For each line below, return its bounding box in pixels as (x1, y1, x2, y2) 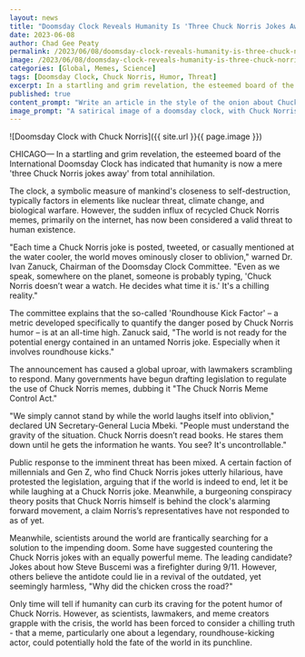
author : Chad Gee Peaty (9, 38, 100, 48)
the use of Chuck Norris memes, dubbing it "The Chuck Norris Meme (9, 383, 269, 394)
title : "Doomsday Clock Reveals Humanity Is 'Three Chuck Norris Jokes (9, 22, 286, 31)
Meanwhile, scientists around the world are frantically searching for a (9, 533, 269, 543)
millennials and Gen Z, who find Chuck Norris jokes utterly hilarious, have (9, 467, 284, 478)
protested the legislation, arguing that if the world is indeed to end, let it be (9, 476, 289, 487)
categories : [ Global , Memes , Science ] (9, 65, 156, 74)
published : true (9, 89, 71, 98)
